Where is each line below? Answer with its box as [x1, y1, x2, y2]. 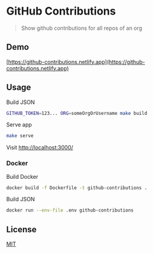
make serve [6, 133, 34, 139]
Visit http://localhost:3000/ [6, 144, 74, 151]
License [6, 224, 37, 235]
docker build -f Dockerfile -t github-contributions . [6, 184, 148, 191]
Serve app [6, 121, 32, 128]
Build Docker [6, 173, 39, 180]
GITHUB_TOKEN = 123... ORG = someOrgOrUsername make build [6, 110, 148, 116]
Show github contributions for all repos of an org [21, 24, 143, 32]
